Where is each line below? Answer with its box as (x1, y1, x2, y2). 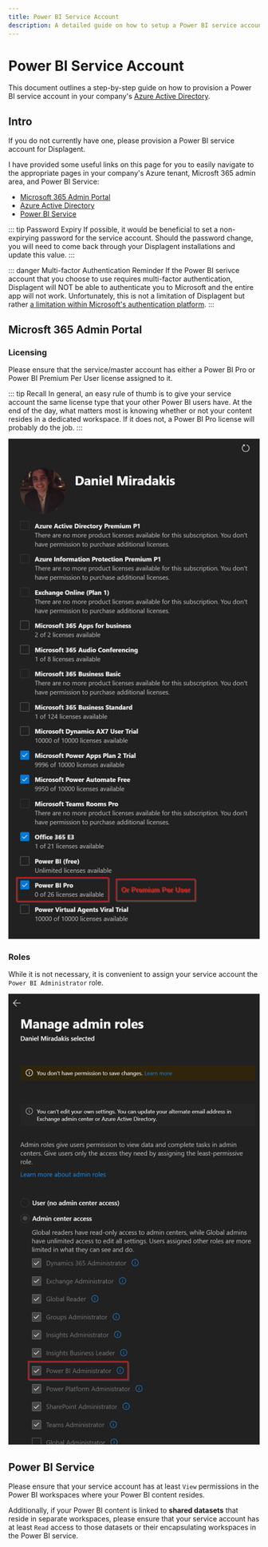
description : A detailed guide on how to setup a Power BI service (8, 21, 238, 30)
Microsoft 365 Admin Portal (19, 192, 111, 202)
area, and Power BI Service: (8, 177, 100, 187)
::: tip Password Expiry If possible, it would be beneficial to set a (8, 224, 219, 235)
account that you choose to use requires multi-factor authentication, (8, 274, 233, 284)
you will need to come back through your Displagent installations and (8, 242, 235, 252)
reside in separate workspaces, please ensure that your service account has (8, 1514, 260, 1524)
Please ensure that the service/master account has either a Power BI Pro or (8, 364, 256, 375)
